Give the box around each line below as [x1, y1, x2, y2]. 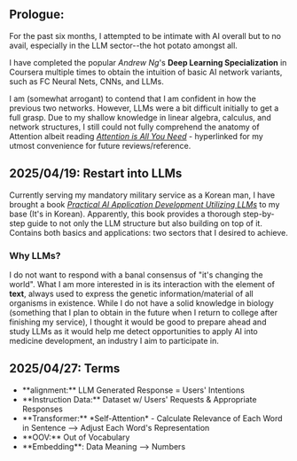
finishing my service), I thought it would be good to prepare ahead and [9, 316, 267, 327]
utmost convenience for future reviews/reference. [9, 140, 191, 151]
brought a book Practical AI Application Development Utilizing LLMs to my [9, 199, 280, 209]
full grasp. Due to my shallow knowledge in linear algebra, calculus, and [9, 112, 272, 122]
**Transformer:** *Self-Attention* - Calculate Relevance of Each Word [21, 412, 283, 424]
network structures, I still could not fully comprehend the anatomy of [9, 121, 260, 132]
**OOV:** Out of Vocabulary [21, 432, 130, 442]
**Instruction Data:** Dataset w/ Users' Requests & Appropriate [21, 394, 257, 404]
